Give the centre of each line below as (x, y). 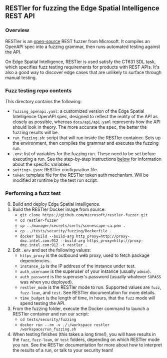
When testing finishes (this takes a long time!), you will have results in (84, 334)
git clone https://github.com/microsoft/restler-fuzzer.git (84, 215)
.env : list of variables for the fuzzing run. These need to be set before (84, 153)
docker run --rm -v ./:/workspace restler (65, 325)
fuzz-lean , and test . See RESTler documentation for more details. (88, 293)
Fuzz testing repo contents (38, 91)
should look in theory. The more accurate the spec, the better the (79, 127)
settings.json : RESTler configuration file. (55, 169)
